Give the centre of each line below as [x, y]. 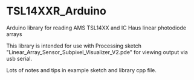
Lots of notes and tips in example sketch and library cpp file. [82, 70]
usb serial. [19, 58]
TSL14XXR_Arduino [57, 11]
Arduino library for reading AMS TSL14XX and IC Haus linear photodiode [96, 28]
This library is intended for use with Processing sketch [74, 46]
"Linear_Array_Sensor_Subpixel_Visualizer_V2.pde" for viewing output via [97, 52]
